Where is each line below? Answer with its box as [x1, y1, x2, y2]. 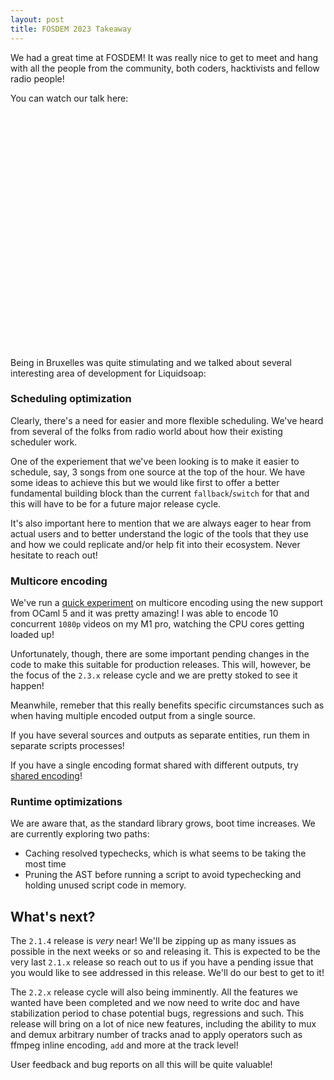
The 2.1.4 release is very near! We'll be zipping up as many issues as [10, 935, 297, 947]
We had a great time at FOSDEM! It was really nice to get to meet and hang [10, 51, 319, 63]
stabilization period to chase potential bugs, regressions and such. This [10, 1007, 305, 1020]
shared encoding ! [10, 770, 83, 782]
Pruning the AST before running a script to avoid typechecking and [24, 869, 302, 881]
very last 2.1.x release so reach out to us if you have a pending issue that [10, 956, 314, 968]
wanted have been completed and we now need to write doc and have [10, 997, 301, 1009]
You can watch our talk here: [10, 92, 129, 104]
